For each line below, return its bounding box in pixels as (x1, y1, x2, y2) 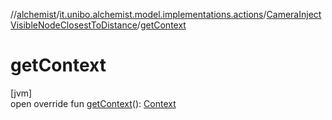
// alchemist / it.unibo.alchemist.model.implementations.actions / (10, 9, 267, 20)
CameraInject (266, 9, 322, 20)
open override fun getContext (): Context (10, 97, 177, 109)
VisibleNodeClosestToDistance (10, 19, 138, 31)
